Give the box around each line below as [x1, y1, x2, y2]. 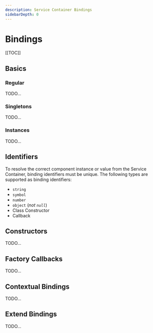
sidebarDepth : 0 [5, 12, 39, 17]
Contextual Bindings [5, 282, 70, 291]
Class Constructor [12, 207, 50, 213]
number [12, 197, 26, 202]
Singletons [5, 103, 32, 110]
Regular [5, 79, 25, 86]
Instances [5, 127, 30, 134]
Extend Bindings [5, 310, 57, 319]
